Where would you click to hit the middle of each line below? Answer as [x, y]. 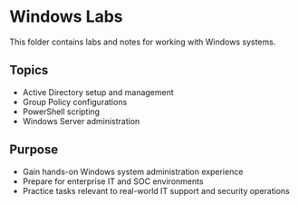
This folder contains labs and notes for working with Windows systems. [143, 42]
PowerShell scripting [61, 112]
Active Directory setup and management [98, 92]
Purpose [34, 150]
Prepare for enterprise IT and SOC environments [113, 181]
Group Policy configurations [75, 102]
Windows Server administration [81, 121]
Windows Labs [67, 17]
